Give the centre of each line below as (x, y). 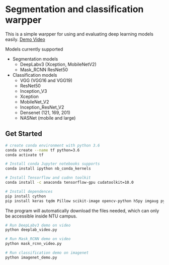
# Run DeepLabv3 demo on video (38, 225)
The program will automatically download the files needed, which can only (82, 210)
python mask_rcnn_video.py (33, 244)
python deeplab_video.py (31, 230)
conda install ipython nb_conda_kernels (48, 169)
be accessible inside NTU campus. (41, 216)
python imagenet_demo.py (31, 257)
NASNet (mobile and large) (48, 118)
